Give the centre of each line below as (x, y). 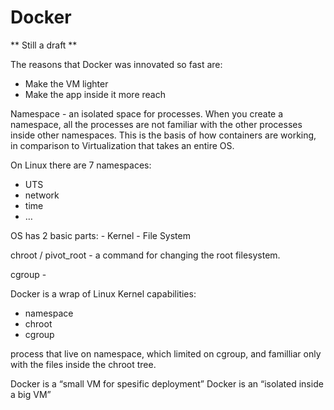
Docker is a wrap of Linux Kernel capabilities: (103, 293)
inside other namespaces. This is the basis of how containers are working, (163, 135)
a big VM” (31, 394)
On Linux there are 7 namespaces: (81, 165)
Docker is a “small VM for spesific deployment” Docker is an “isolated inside (167, 383)
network (42, 195)
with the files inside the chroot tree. (83, 364)
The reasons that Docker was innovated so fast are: (116, 64)
